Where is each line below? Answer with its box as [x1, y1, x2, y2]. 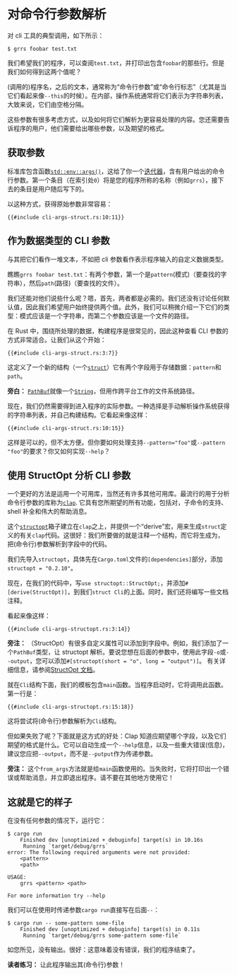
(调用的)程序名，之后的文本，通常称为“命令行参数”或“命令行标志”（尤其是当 [7, 82, 227, 91]
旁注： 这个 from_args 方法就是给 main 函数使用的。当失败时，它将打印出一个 [7, 765, 224, 773]
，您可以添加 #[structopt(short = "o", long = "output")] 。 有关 [29, 657, 220, 665]
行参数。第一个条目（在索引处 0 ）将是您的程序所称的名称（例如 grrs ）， [7, 175, 212, 184]
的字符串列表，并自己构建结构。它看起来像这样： [7, 410, 150, 419]
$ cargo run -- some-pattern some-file [7, 920, 125, 927]
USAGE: [7, 874, 27, 881]
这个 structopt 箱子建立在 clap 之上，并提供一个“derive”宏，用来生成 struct [7, 522, 221, 531]
